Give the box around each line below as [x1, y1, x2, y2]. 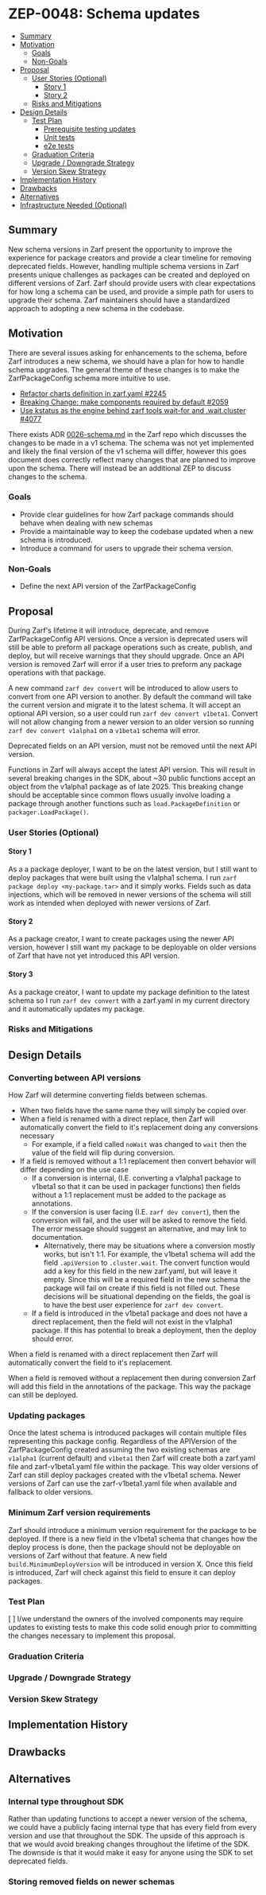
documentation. [31, 1233, 83, 1242]
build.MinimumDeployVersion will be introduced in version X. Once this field [8, 1559, 253, 1569]
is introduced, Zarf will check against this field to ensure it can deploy [8, 1567, 236, 1577]
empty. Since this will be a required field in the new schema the [43, 1275, 251, 1285]
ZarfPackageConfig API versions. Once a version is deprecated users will [8, 634, 249, 643]
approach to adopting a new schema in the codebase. [8, 303, 185, 313]
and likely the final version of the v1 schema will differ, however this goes [8, 446, 247, 456]
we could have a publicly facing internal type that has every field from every [8, 1823, 257, 1832]
